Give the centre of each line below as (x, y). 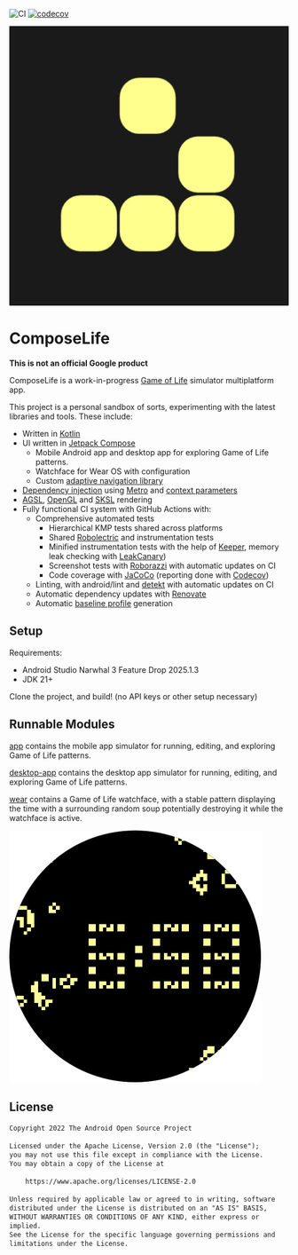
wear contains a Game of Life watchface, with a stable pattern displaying (142, 799)
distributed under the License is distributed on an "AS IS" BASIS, (138, 1208)
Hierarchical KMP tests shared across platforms (136, 527)
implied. (25, 1226)
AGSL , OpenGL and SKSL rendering (87, 499)
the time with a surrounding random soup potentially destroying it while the (146, 809)
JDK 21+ (37, 679)
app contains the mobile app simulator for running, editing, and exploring (142, 746)
